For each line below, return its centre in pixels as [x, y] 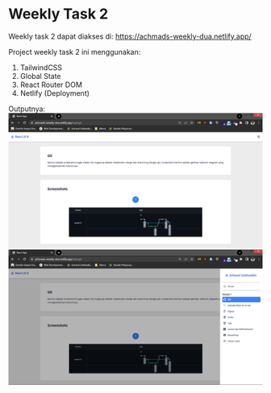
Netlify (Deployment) [55, 93]
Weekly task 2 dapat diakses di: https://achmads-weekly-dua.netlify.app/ [130, 36]
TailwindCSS [41, 67]
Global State [41, 76]
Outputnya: [27, 109]
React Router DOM [51, 85]
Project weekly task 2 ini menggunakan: [75, 52]
